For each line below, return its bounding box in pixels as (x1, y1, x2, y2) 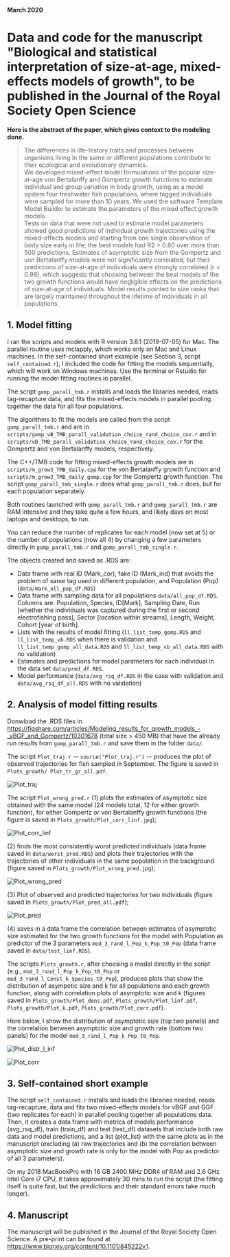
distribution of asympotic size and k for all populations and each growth (7, 982, 210, 990)
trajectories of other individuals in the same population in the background (7, 857, 215, 865)
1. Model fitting (7, 319, 72, 331)
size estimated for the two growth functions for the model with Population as (7, 931, 224, 940)
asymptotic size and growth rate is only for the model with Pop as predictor (7, 1147, 220, 1155)
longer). (7, 1190, 30, 1198)
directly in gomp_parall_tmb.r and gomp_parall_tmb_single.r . (7, 543, 179, 551)
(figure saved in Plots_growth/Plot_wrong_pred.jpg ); (7, 863, 156, 872)
